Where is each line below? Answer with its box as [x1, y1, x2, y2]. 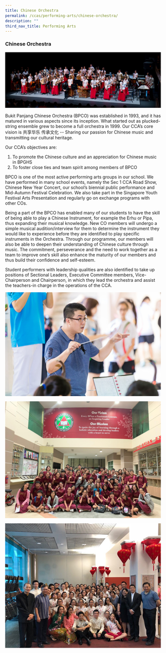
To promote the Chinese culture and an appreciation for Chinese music [12, 154, 157, 160]
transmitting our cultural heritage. [5, 135, 73, 141]
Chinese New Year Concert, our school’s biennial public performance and [5, 184, 155, 190]
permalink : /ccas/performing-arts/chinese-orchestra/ [5, 13, 119, 18]
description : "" [5, 18, 39, 23]
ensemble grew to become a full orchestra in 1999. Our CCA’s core [18, 124, 154, 130]
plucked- [142, 118, 161, 124]
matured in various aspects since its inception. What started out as [5, 118, 141, 124]
